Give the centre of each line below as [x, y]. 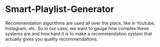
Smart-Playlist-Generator [60, 9]
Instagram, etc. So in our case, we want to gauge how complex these [77, 28]
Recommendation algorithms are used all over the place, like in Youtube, [80, 23]
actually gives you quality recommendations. [52, 39]
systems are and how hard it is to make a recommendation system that [79, 33]
